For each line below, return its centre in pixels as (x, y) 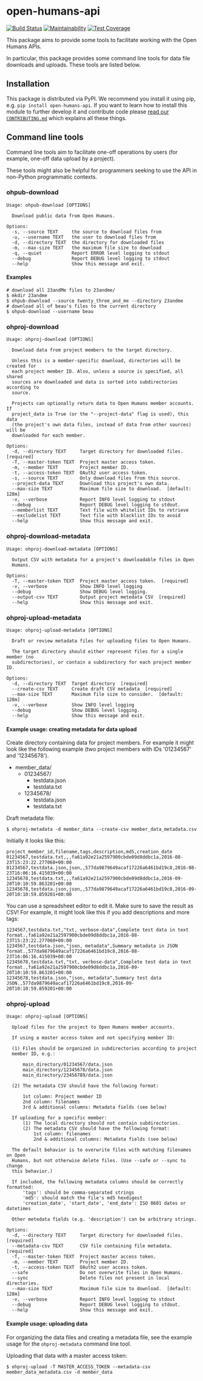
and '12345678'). (28, 756)
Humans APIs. (24, 46)
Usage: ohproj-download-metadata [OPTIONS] (62, 549)
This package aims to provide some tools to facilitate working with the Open (101, 40)
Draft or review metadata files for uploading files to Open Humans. (101, 641)
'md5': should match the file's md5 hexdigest (82, 1198)
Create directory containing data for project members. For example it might (100, 743)
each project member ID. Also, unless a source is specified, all (98, 371)
